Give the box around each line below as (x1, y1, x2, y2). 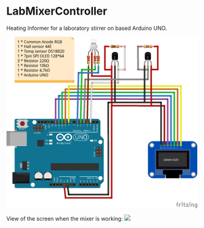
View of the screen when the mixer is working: (6, 215, 123, 222)
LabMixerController (6, 4, 107, 18)
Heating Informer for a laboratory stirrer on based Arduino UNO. (6, 24, 167, 32)
